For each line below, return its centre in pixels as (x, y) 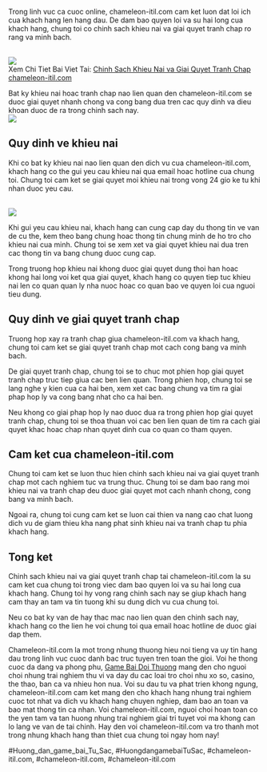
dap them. (25, 635)
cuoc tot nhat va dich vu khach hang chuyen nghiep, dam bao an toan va (128, 701)
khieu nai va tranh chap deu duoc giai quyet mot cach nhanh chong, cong (130, 491)
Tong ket (31, 557)
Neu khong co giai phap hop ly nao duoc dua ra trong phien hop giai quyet (131, 412)
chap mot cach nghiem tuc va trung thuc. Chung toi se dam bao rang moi (129, 482)
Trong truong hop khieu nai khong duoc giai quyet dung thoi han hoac (124, 269)
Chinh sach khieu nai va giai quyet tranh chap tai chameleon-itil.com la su (130, 576)
